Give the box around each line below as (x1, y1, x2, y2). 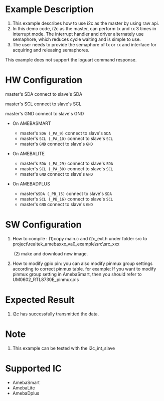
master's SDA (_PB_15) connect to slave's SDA (20, 190, 112, 196)
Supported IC (5, 363, 62, 374)
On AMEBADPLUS (12, 180, 50, 187)
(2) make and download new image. (14, 250, 88, 256)
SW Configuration (5, 219, 82, 230)
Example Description (5, 4, 94, 15)
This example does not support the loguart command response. (5, 56, 137, 62)
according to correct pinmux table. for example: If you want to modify (12, 265, 156, 272)
